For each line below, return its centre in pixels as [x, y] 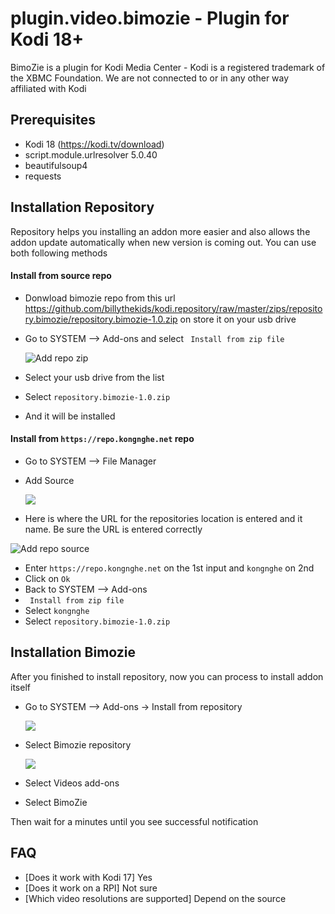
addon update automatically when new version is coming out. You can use [163, 242]
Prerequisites [53, 120]
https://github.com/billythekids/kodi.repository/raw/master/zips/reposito [173, 308]
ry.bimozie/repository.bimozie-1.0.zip [101, 319]
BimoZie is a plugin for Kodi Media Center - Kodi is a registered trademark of [168, 67]
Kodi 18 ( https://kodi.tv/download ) [94, 144]
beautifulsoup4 [56, 165]
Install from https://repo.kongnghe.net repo [102, 439]
